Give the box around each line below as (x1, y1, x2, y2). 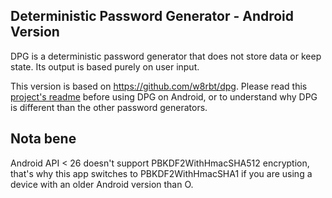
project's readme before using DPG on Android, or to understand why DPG (10, 90, 318, 103)
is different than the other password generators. (10, 101, 208, 113)
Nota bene (10, 130, 77, 148)
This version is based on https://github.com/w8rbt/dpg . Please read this (10, 80, 308, 92)
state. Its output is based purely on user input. (10, 60, 200, 73)
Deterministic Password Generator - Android (10, 8, 295, 25)
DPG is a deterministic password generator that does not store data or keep (10, 50, 322, 62)
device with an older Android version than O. (10, 178, 194, 190)
